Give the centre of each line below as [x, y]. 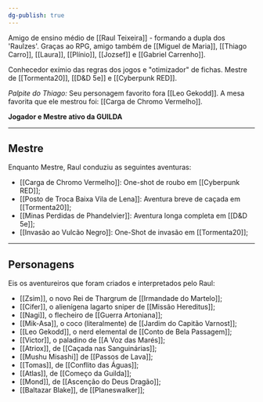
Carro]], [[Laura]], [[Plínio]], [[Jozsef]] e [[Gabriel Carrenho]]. [107, 54]
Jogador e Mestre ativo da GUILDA [65, 116]
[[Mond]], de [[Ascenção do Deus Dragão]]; [90, 382]
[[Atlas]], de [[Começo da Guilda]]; [75, 374]
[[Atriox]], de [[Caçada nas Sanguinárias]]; [88, 349]
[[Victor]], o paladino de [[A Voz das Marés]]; [92, 340]
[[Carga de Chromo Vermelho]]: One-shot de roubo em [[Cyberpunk [130, 183]
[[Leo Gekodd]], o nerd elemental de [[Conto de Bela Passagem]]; [126, 332]
